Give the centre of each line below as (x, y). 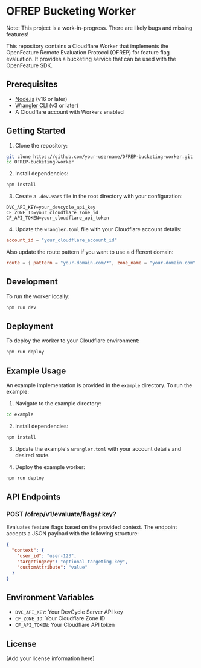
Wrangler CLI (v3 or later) (47, 105)
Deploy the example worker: (50, 467)
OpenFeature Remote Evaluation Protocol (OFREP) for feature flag (88, 52)
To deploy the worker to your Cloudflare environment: (73, 341)
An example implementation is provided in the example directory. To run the (99, 385)
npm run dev (21, 307)
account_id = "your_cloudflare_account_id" (62, 240)
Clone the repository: (41, 145)
